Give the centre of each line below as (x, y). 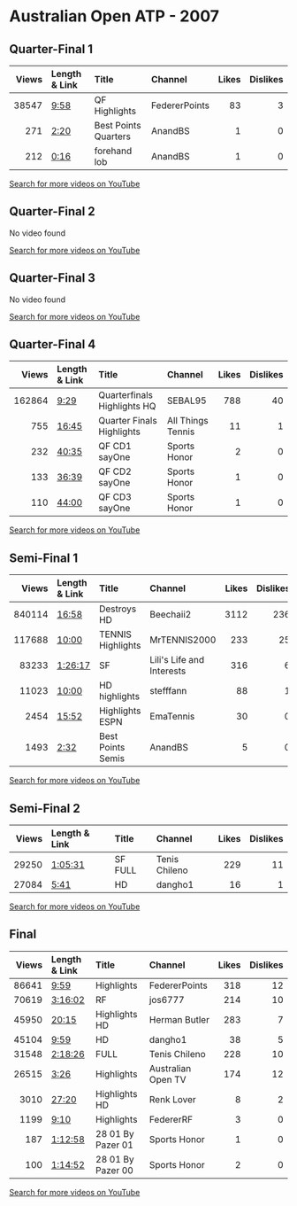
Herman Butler (179, 1019)
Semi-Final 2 (45, 808)
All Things (188, 421)
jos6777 (167, 1000)
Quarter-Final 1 (51, 49)
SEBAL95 (187, 401)
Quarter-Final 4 (53, 344)
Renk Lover (172, 1099)
